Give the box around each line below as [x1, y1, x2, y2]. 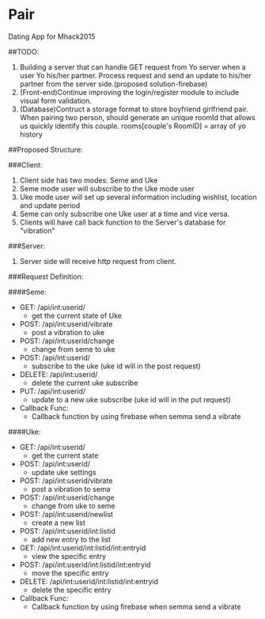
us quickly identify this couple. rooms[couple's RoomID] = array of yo [19, 121, 247, 130]
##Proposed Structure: [8, 145, 83, 154]
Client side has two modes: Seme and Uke [19, 176, 158, 185]
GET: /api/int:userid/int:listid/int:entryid [19, 543, 146, 553]
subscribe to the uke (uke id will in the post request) [31, 361, 202, 371]
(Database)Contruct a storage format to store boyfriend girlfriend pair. [19, 104, 249, 114]
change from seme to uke [31, 344, 116, 353]
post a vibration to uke [31, 327, 105, 337]
